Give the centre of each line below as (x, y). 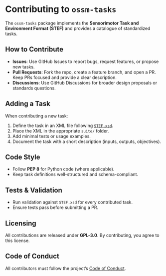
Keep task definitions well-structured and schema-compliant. (75, 174)
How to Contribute (34, 49)
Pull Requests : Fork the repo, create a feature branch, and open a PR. (84, 72)
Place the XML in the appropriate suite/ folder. (61, 130)
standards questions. (34, 88)
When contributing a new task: (37, 115)
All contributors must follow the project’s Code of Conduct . (66, 268)
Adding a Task (28, 104)
